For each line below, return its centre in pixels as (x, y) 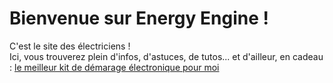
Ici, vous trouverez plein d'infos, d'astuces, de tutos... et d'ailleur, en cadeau (166, 56)
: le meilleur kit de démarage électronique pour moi (114, 67)
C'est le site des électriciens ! (70, 46)
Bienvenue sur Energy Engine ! (139, 18)
